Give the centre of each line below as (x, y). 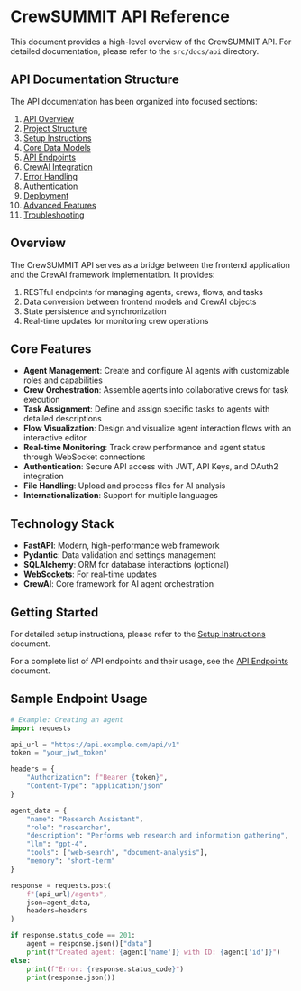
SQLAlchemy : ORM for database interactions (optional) (126, 565)
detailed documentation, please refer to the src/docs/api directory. (135, 51)
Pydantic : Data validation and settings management (119, 555)
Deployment (46, 195)
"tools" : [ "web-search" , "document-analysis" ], (117, 853)
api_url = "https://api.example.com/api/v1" (95, 745)
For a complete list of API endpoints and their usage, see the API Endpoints (150, 661)
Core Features (51, 349)
